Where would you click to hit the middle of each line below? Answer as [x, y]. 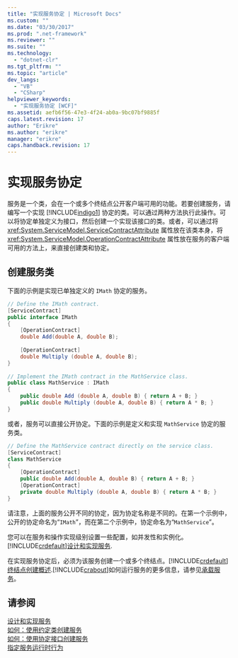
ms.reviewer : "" [31, 40]
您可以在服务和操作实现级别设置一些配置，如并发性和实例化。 [97, 537]
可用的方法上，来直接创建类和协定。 [60, 248]
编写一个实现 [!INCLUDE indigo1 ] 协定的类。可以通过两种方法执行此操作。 [114, 212]
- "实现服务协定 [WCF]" [46, 106]
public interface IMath [42, 317]
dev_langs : [23, 80]
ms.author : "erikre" [38, 132]
